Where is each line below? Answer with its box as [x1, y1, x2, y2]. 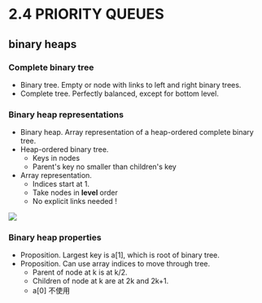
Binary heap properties [8, 232, 102, 244]
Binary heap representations [8, 109, 124, 120]
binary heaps [8, 37, 77, 51]
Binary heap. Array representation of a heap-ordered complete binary [20, 128, 254, 137]
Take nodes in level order [32, 188, 118, 197]
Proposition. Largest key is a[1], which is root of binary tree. [20, 250, 220, 260]
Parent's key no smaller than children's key [32, 162, 177, 171]
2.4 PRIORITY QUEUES [8, 5, 164, 24]
